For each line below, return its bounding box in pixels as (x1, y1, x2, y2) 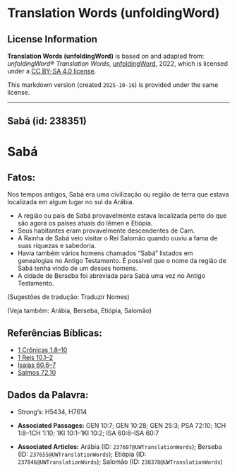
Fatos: (7, 171, 36, 183)
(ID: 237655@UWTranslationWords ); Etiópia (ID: (17, 450, 147, 459)
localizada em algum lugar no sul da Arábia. (7, 198, 135, 206)
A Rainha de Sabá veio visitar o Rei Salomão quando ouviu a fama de (17, 234, 218, 243)
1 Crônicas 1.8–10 (17, 346, 68, 354)
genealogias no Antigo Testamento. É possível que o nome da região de (17, 257, 227, 265)
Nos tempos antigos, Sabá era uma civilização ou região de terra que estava (7, 190, 229, 199)
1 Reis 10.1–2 (17, 354, 54, 362)
